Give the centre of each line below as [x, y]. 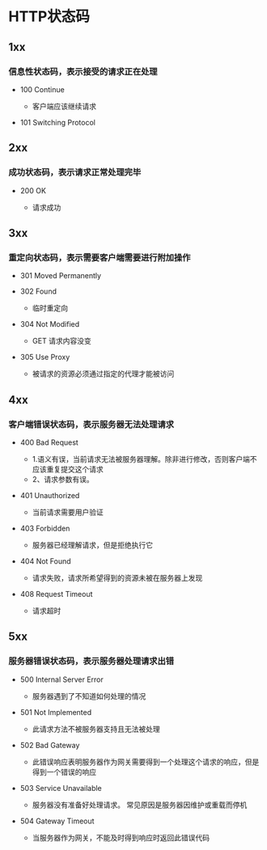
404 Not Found [45, 561]
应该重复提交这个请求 [68, 469]
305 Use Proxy [45, 357]
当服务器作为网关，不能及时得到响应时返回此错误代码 [121, 837]
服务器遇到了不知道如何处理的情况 [89, 696]
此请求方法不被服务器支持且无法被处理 [96, 729]
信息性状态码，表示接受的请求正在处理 [83, 71]
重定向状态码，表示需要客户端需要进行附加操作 [100, 257]
